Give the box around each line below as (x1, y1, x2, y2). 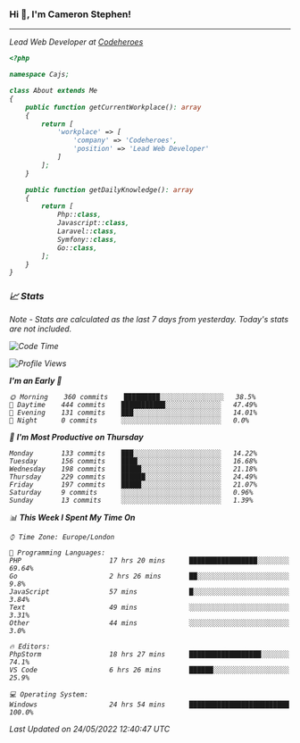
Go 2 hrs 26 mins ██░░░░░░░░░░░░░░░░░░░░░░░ (9, 572, 290, 580)
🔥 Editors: (9, 642, 51, 651)
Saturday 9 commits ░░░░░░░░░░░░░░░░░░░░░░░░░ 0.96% (9, 488, 254, 497)
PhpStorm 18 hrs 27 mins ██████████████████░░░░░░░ (9, 649, 290, 659)
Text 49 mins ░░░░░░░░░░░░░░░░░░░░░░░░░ (9, 603, 290, 612)
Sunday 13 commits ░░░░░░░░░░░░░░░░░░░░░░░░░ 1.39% (9, 496, 254, 505)
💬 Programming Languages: (9, 548, 105, 557)
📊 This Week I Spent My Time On (9, 512, 136, 522)
